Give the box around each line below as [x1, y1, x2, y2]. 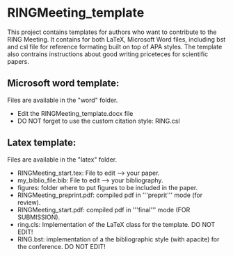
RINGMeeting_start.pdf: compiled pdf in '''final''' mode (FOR [17, 205, 191, 214]
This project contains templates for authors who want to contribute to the [7, 28, 217, 36]
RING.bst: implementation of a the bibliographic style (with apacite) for [17, 234, 220, 244]
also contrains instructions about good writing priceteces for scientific [7, 50, 209, 58]
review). [17, 198, 41, 206]
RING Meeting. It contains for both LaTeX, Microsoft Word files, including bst [7, 35, 226, 43]
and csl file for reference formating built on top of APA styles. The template [7, 42, 223, 51]
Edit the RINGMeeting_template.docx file [17, 109, 134, 117]
